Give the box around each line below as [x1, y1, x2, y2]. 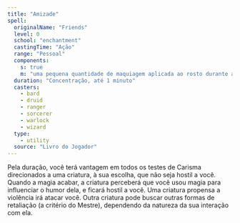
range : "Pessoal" [14, 51, 66, 58]
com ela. [7, 209, 34, 217]
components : [14, 57, 50, 64]
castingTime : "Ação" [14, 44, 75, 51]
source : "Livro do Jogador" [14, 144, 98, 151]
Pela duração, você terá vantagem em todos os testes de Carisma [7, 163, 201, 172]
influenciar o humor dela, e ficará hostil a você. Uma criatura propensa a [7, 186, 221, 194]
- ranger [20, 104, 46, 111]
